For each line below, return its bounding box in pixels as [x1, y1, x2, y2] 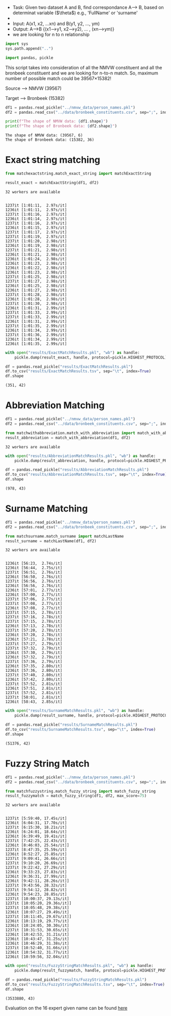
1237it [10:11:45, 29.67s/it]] [5, 914, 72, 920]
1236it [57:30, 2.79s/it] [5, 650, 63, 655]
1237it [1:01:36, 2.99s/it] [5, 332, 67, 337]
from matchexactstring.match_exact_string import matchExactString [5, 171, 152, 176]
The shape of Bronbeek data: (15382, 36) [5, 137, 95, 142]
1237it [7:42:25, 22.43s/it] [5, 839, 67, 844]
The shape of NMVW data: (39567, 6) [5, 133, 83, 138]
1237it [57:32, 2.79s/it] [5, 646, 63, 651]
